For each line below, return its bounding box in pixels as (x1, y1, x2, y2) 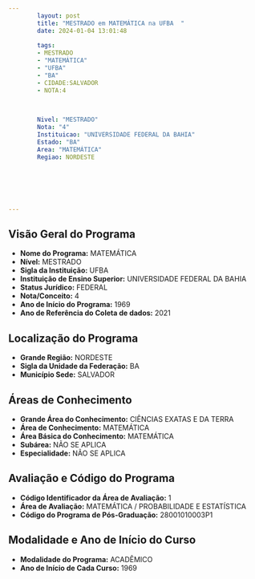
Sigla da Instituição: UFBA (19, 265, 109, 275)
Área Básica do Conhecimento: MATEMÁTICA (19, 431, 174, 441)
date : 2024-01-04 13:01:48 (37, 26, 127, 34)
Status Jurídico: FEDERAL (19, 282, 108, 293)
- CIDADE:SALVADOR (37, 79, 99, 87)
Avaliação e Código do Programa (8, 472, 175, 485)
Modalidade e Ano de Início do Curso (8, 533, 196, 547)
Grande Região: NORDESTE (19, 353, 113, 362)
